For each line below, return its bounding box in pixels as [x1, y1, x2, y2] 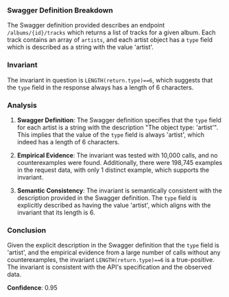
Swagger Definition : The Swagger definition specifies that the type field [16, 115, 221, 124]
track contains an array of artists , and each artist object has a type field [7, 36, 213, 44]
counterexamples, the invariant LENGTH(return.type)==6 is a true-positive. [7, 256, 215, 264]
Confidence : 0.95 [7, 284, 58, 292]
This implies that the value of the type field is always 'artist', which [16, 130, 204, 139]
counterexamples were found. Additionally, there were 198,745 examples [16, 158, 223, 166]
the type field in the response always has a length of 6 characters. [7, 83, 194, 91]
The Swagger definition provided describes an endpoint [7, 21, 165, 30]
